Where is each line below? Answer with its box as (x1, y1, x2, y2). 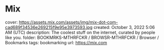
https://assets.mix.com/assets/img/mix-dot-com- (19, 19, 118, 25)
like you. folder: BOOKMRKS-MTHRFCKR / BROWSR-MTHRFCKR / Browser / (5, 35, 159, 40)
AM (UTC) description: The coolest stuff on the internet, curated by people (5, 29, 155, 35)
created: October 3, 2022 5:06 (93, 24, 155, 30)
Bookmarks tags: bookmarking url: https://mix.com (5, 39, 107, 45)
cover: (5, 19, 18, 25)
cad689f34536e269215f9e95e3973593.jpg (5, 24, 93, 30)
